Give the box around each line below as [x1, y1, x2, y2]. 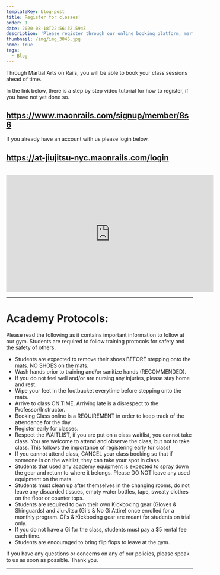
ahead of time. [6, 75, 42, 83]
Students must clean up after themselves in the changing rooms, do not [14, 482, 190, 489]
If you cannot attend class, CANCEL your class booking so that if [14, 450, 173, 457]
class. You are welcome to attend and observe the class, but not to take [14, 438, 190, 445]
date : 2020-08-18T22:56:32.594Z [6, 25, 86, 31]
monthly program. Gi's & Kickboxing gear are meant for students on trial [14, 513, 191, 520]
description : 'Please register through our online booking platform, [6, 31, 182, 37]
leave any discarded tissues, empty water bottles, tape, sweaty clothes [14, 488, 189, 495]
